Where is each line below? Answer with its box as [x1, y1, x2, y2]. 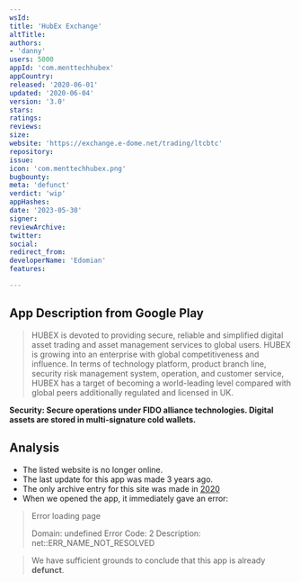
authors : [9, 38, 42, 48]
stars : [9, 105, 34, 114]
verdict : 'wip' [9, 189, 66, 198]
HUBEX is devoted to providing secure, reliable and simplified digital [31, 330, 284, 341]
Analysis [9, 441, 60, 456]
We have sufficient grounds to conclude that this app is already [31, 555, 266, 566]
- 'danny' [9, 47, 47, 56]
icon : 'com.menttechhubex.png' [9, 164, 127, 173]
